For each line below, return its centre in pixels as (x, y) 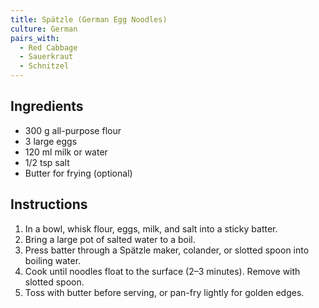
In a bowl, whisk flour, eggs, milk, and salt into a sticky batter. (151, 228)
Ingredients (47, 106)
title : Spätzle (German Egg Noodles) (89, 19)
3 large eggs (51, 141)
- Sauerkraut (46, 57)
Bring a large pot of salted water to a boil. (110, 239)
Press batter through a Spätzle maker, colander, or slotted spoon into (167, 250)
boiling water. (53, 260)
